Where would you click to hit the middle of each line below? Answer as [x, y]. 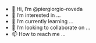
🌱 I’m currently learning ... [42, 21]
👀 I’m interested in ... [36, 15]
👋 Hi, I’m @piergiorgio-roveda [47, 9]
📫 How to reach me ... [38, 34]
